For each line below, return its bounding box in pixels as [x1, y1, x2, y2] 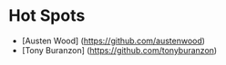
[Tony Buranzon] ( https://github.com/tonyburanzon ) [21, 44, 218, 55]
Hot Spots [8, 5, 86, 26]
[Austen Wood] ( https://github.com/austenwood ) [21, 35, 206, 46]
